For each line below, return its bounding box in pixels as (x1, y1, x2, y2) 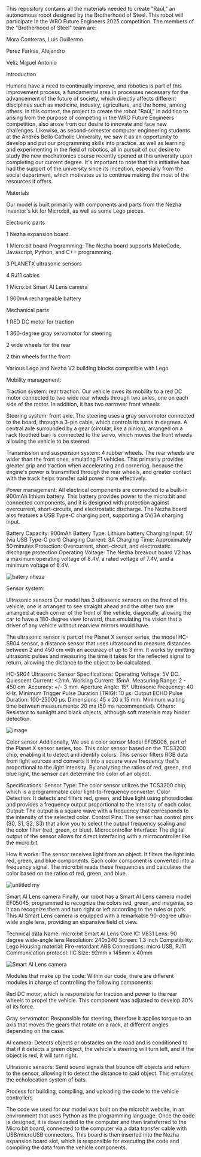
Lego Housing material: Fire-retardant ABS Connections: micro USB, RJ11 (6, 943, 187, 950)
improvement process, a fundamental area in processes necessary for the (6, 89, 188, 95)
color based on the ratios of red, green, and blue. (6, 870, 127, 877)
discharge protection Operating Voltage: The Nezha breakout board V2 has (6, 549, 191, 556)
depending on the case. (6, 1028, 65, 1034)
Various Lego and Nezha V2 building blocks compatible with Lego (6, 365, 169, 371)
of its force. (6, 1003, 35, 1010)
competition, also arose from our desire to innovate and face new (6, 120, 167, 128)
